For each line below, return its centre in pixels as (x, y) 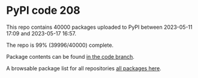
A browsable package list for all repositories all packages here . (84, 68)
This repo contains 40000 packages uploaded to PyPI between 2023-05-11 (100, 27)
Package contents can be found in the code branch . (70, 56)
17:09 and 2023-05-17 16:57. (41, 33)
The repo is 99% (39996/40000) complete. (60, 45)
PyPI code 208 (43, 10)
